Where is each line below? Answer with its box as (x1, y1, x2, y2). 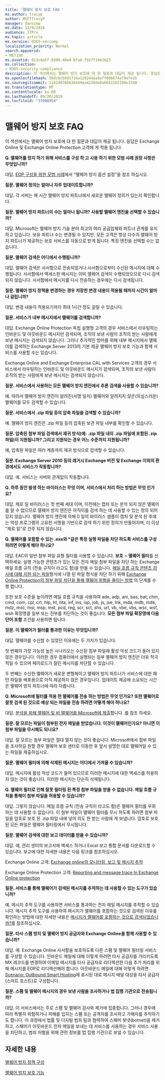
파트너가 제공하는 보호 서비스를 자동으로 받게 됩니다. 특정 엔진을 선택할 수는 (10, 238, 155, 244)
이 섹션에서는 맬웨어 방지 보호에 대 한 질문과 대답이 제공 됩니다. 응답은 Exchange (5, 138, 160, 144)
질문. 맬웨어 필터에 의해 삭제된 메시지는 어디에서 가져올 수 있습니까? (5, 760, 133, 766)
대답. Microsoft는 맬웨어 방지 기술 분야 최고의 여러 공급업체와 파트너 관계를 (5, 225, 149, 231)
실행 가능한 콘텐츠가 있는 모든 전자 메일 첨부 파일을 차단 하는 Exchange (23, 559, 160, 565)
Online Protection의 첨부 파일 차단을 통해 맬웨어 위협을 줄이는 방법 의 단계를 (5, 578, 151, 583)
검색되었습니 (134, 914, 159, 920)
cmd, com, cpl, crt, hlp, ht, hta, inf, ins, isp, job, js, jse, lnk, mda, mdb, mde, (5, 600, 156, 606)
